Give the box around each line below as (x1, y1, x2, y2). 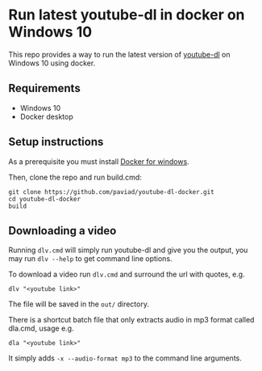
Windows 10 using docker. (8, 58, 96, 68)
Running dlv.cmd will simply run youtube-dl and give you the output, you (8, 245, 248, 255)
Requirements (8, 82, 81, 95)
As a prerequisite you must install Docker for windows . (8, 156, 189, 167)
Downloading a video (8, 224, 117, 238)
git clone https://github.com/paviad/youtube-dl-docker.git (8, 188, 215, 196)
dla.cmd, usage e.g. (8, 323, 74, 333)
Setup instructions (8, 135, 104, 149)
